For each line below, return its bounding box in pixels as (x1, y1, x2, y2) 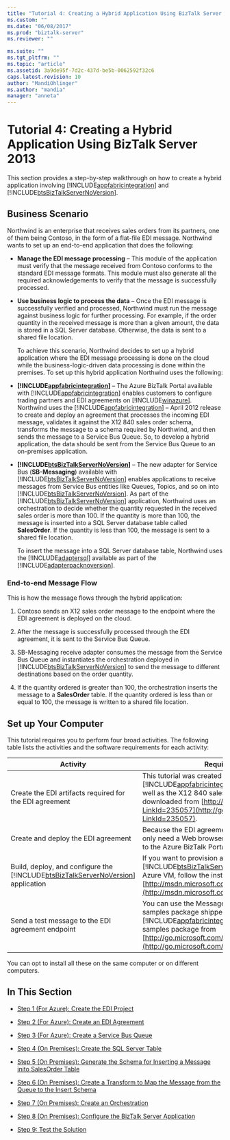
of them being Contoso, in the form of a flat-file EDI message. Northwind (7, 234, 212, 242)
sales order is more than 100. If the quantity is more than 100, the (16, 511, 201, 520)
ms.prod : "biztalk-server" (7, 29, 84, 36)
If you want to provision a (142, 853, 224, 862)
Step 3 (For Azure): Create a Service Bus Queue (16, 1031, 153, 1039)
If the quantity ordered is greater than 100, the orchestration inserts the (16, 683, 218, 692)
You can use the (142, 899, 194, 908)
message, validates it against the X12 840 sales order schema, (16, 417, 194, 426)
